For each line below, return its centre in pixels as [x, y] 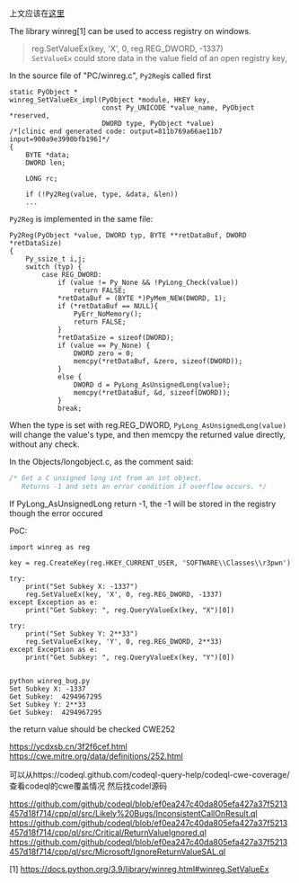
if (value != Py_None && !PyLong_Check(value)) [148, 282]
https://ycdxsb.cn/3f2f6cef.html [68, 746]
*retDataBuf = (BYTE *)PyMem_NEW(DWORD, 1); [142, 299]
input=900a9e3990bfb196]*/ [60, 139]
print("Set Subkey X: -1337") [82, 586]
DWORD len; [46, 163]
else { [70, 377]
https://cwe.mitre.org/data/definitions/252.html [97, 756]
